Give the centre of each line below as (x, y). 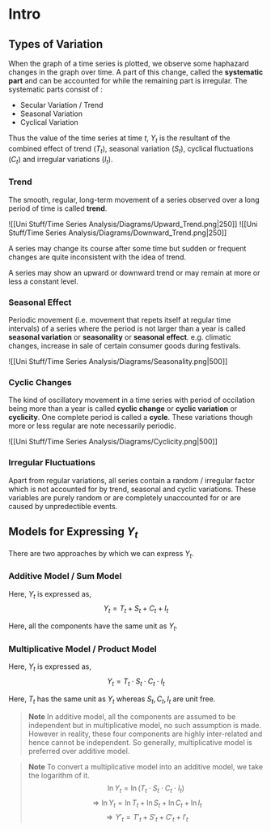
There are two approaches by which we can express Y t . (101, 554)
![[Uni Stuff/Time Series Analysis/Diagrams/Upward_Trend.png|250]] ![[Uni (133, 224)
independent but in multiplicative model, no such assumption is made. (144, 725)
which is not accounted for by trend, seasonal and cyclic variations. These (132, 489)
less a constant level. (43, 281)
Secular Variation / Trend (61, 105)
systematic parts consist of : (56, 89)
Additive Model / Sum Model (65, 576)
